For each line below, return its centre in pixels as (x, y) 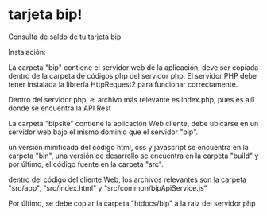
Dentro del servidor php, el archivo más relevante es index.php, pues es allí (132, 99)
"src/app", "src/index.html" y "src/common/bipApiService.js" (108, 187)
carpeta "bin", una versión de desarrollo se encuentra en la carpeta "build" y (133, 156)
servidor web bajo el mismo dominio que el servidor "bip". (103, 132)
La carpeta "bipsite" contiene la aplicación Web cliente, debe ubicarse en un (133, 123)
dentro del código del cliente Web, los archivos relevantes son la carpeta (128, 179)
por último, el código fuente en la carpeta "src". (86, 164)
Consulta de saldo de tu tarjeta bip (65, 37)
